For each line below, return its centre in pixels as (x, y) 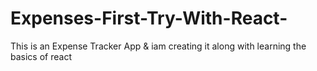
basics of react (41, 56)
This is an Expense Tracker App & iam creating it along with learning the (158, 46)
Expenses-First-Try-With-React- (149, 18)
